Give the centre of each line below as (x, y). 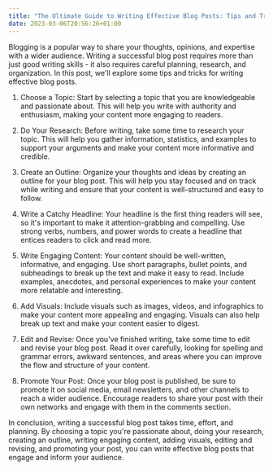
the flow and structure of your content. (85, 365)
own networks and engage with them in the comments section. (126, 406)
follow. (31, 198)
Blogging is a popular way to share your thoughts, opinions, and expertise (132, 46)
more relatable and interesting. (71, 290)
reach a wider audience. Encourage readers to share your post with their (142, 398)
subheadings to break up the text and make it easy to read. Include (132, 273)
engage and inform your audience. (66, 457)
